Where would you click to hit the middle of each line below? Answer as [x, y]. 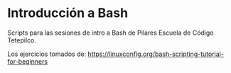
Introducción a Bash [68, 13]
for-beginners [28, 61]
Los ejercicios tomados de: [47, 54]
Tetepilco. [22, 40]
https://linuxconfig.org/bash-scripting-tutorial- [156, 54]
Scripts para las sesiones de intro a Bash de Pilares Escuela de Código [111, 33]
